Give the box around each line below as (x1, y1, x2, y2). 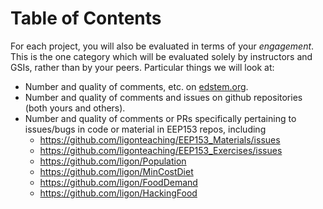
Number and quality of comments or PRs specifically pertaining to (24, 112, 297, 124)
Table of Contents (10, 7, 162, 30)
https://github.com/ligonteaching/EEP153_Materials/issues (39, 133, 281, 146)
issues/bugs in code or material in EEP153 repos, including (24, 123, 267, 135)
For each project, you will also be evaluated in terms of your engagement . (10, 40, 315, 52)
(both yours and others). (24, 102, 126, 114)
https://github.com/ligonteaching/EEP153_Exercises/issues (39, 144, 283, 156)
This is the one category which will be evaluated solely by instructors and (10, 50, 313, 62)
